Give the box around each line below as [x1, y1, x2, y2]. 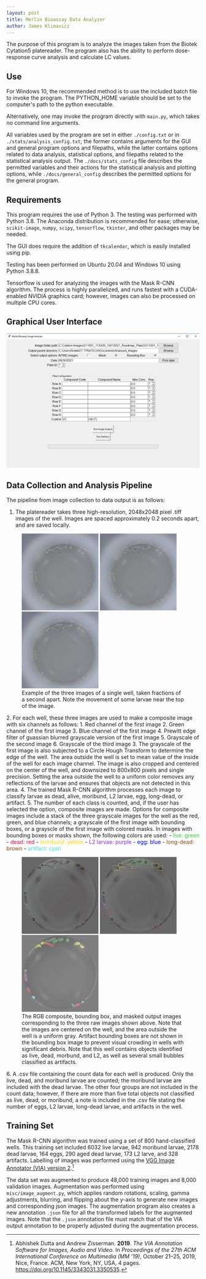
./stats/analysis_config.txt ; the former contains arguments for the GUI [6, 138, 191, 145]
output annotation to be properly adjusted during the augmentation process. [6, 1222, 199, 1229]
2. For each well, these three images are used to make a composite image [6, 714, 193, 722]
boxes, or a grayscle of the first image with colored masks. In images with [6, 825, 193, 833]
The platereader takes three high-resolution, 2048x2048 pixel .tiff [15, 508, 182, 516]
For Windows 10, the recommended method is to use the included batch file [6, 88, 197, 95]
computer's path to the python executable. [6, 101, 115, 108]
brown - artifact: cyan [6, 845, 61, 852]
